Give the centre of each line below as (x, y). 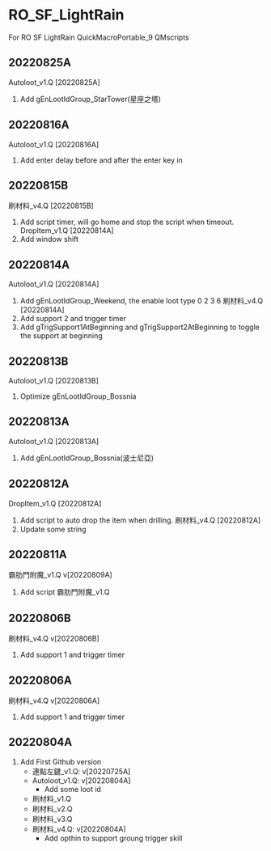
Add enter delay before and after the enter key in (102, 160)
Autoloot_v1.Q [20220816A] (54, 144)
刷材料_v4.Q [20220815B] (51, 206)
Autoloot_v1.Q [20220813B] (54, 381)
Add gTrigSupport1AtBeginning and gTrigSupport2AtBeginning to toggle (140, 327)
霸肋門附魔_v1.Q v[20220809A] (61, 575)
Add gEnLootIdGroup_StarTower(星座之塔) (91, 99)
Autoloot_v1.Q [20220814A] (54, 284)
